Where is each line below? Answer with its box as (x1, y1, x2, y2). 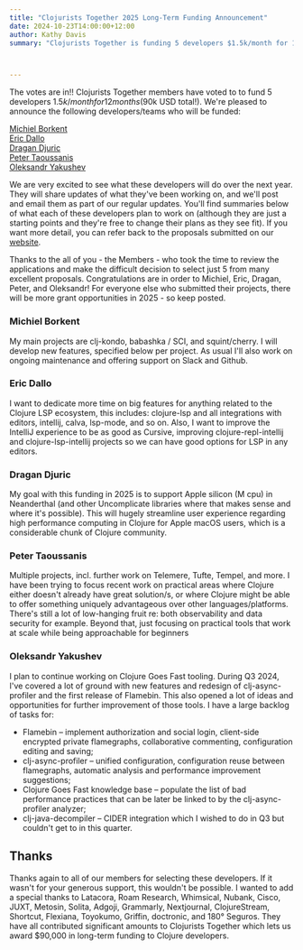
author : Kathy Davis (9, 30, 87, 39)
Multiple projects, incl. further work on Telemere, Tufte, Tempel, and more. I (9, 570, 290, 581)
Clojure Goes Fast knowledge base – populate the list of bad (22, 784, 246, 795)
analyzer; (51, 803, 87, 814)
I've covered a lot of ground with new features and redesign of (9, 680, 242, 691)
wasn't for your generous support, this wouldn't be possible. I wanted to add (9, 881, 294, 893)
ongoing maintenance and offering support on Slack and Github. (9, 355, 248, 365)
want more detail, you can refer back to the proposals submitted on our (9, 227, 274, 238)
